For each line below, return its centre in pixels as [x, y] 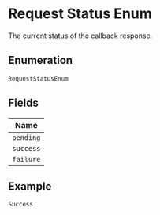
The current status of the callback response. [80, 36]
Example [30, 186]
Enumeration [41, 60]
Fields [24, 103]
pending [26, 138]
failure [26, 159]
